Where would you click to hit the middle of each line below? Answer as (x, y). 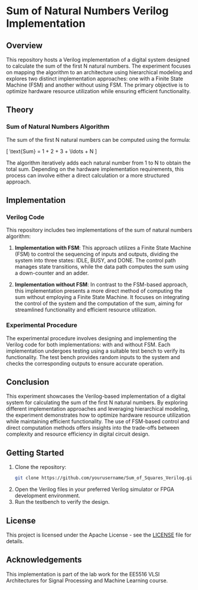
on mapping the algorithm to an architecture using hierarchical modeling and (99, 72)
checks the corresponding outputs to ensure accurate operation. (85, 363)
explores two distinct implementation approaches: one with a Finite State (95, 79)
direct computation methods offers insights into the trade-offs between (93, 428)
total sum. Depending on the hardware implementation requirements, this (95, 169)
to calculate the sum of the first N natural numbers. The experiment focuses (98, 66)
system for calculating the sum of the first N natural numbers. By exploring (97, 402)
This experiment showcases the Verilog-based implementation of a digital (96, 396)
